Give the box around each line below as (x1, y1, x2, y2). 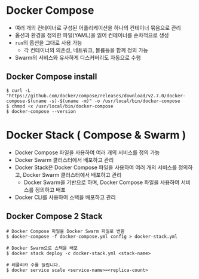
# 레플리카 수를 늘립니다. (6, 262, 61, 268)
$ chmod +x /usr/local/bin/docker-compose (6, 103, 114, 109)
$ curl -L (6, 87, 31, 93)
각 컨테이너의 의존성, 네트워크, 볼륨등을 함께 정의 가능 (23, 46, 148, 54)
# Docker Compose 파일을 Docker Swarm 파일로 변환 (6, 228, 125, 234)
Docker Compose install (6, 72, 97, 82)
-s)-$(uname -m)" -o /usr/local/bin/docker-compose (48, 98, 180, 104)
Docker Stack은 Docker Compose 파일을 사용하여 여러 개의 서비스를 (14, 164, 177, 171)
